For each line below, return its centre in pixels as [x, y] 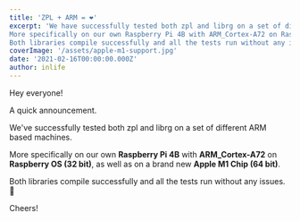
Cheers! [24, 208]
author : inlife [37, 68]
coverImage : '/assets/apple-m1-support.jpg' [93, 51]
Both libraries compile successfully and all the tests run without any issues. [147, 181]
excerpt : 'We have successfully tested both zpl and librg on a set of [145, 26]
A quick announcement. [53, 110]
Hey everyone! [36, 93]
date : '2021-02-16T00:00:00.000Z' [74, 59]
